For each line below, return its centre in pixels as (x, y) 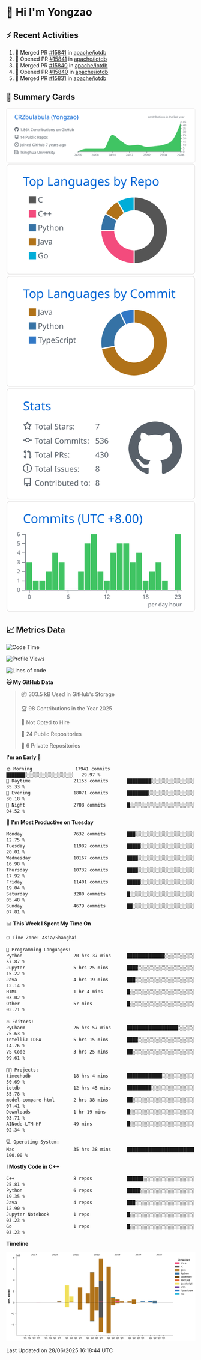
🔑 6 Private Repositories (51, 746)
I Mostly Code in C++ (33, 1167)
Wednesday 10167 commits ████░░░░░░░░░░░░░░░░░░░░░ (100, 858)
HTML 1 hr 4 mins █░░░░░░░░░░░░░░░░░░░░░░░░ (100, 992)
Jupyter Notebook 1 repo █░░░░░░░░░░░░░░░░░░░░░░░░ (100, 1215)
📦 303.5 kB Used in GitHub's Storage (68, 694)
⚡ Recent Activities (43, 35)
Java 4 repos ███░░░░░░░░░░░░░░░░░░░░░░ (100, 1203)
